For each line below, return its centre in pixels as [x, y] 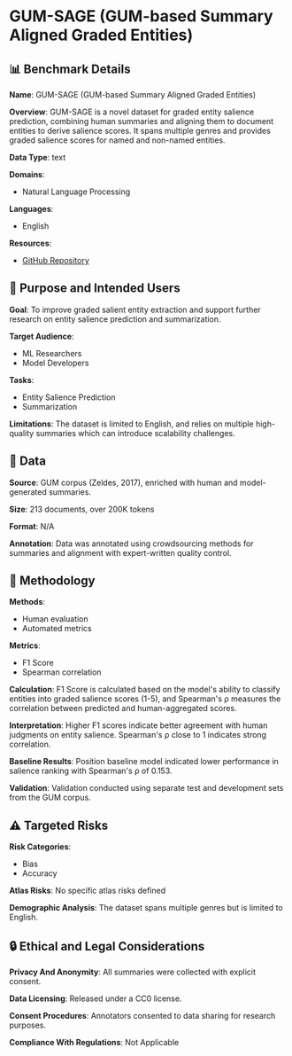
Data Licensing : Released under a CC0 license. [96, 998]
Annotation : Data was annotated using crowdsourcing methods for [131, 544]
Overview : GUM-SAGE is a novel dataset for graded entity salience [132, 112]
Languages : [31, 209]
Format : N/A [32, 526]
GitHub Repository [56, 260]
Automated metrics [57, 629]
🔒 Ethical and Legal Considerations [107, 946]
